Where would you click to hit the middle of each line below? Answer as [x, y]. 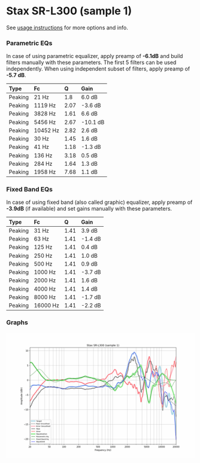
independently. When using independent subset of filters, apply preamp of [98, 69]
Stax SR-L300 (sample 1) [69, 11]
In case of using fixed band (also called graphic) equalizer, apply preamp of [99, 202]
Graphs [17, 322]
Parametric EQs [29, 43]
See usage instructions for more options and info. [67, 28]
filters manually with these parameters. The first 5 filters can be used [91, 63]
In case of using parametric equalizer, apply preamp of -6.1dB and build [95, 56]
